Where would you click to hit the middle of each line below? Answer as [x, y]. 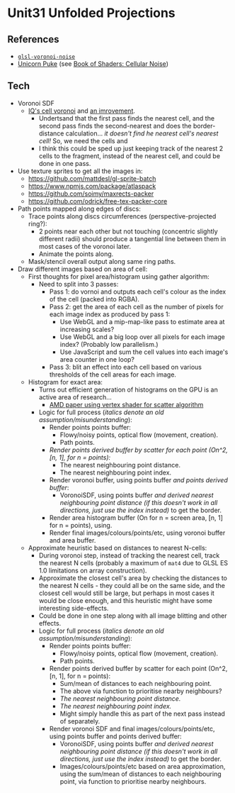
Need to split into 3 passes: [79, 284]
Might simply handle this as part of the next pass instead [142, 714]
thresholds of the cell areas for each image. [113, 375]
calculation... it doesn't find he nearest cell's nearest [142, 133]
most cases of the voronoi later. [85, 246]
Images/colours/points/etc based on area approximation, [143, 766]
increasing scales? [87, 329]
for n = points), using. [81, 525]
